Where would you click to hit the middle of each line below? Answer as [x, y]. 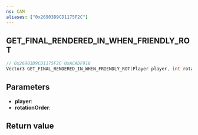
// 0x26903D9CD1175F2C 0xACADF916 [49, 63]
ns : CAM [16, 11]
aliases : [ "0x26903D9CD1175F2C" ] [47, 17]
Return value [30, 126]
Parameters [28, 87]
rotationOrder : [33, 107]
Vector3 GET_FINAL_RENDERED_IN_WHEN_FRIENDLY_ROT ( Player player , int [93, 69]
